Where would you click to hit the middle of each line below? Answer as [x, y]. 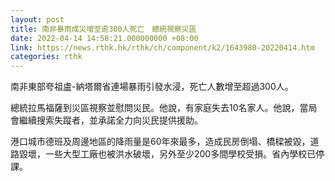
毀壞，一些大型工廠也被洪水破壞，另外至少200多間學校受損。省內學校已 [167, 154]
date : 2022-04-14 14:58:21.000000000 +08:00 [104, 38]
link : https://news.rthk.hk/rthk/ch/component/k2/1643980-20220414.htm [162, 47]
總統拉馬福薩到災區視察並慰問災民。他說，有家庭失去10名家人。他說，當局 [164, 108]
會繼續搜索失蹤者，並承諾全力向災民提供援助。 [106, 120]
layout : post [37, 19]
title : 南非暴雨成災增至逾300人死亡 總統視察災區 [103, 29]
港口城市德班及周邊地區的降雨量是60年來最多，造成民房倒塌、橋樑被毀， [160, 142]
